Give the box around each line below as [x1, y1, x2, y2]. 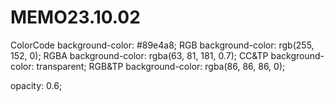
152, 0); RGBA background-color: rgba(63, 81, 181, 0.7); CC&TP [10, 49, 269, 61]
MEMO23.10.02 [10, 6, 141, 29]
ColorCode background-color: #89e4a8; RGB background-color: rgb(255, [10, 39, 315, 51]
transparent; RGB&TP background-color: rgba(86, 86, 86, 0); [36, 60, 286, 72]
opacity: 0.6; [10, 79, 63, 91]
